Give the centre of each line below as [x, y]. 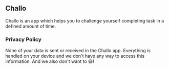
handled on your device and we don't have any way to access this [75, 56]
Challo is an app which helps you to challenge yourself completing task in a [85, 20]
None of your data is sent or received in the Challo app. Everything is [78, 51]
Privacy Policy [24, 39]
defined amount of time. [31, 26]
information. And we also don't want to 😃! [50, 61]
